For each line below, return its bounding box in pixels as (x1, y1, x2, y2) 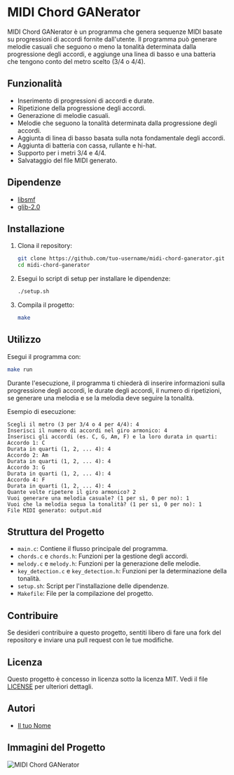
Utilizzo (7, 334, 41, 346)
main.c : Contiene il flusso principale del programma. (17, 545, 168, 553)
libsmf (17, 195, 36, 204)
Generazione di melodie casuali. (17, 111, 111, 119)
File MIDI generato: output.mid (7, 507, 102, 514)
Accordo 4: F (7, 476, 46, 483)
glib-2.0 (17, 202, 41, 211)
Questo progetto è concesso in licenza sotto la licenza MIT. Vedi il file (7, 675, 208, 683)
